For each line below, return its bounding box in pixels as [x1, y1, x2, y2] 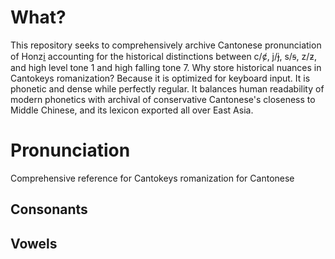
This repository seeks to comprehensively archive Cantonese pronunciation [10, 39, 322, 51]
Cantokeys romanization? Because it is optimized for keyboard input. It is [10, 72, 311, 84]
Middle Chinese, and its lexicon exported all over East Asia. [10, 104, 254, 116]
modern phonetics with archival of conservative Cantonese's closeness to [10, 93, 316, 105]
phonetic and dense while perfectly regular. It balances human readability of [10, 82, 325, 95]
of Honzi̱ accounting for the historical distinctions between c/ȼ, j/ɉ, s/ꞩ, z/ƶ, [10, 50, 318, 62]
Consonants [10, 201, 88, 218]
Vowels [10, 235, 58, 252]
